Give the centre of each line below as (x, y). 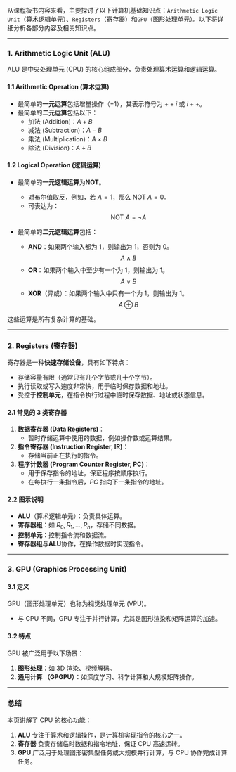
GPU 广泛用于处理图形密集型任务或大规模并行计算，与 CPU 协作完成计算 (123, 752)
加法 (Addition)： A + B (60, 121)
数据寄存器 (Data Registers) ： (61, 429)
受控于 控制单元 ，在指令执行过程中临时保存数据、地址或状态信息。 (113, 395)
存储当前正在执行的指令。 (65, 456)
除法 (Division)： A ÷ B (60, 148)
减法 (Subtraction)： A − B (65, 130)
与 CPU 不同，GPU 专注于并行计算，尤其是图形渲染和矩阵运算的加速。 (119, 619)
